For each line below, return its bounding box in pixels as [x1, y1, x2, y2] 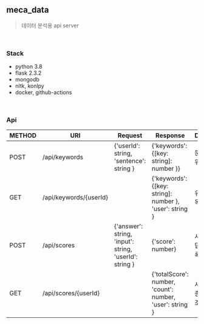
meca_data [6, 5, 49, 15]
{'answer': [114, 222, 143, 230]
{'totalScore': [151, 270, 189, 278]
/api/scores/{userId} [42, 289, 100, 297]
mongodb [15, 76, 39, 83]
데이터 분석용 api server [21, 21, 79, 29]
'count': [151, 285, 174, 294]
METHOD [9, 131, 37, 140]
